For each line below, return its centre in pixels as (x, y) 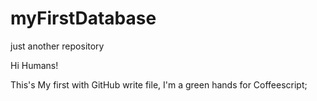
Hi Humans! (34, 65)
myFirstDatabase (83, 18)
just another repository (57, 46)
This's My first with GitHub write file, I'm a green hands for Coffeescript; (159, 84)
